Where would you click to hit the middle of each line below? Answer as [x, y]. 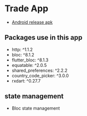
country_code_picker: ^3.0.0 [40, 75]
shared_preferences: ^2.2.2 [39, 70]
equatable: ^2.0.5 [29, 65]
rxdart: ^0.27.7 [26, 81]
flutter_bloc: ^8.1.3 [30, 60]
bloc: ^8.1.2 [23, 55]
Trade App [27, 9]
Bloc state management [36, 108]
